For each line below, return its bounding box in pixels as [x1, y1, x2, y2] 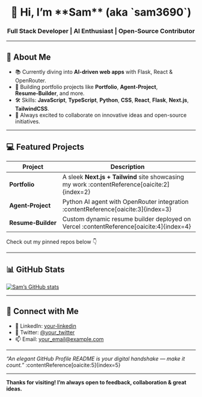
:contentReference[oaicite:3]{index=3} [62, 205, 172, 214]
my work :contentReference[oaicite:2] [62, 180, 170, 189]
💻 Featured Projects [6, 141, 85, 152]
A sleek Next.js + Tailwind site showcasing [62, 173, 185, 181]
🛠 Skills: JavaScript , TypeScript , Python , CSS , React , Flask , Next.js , [14, 96, 189, 104]
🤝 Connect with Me [6, 306, 79, 316]
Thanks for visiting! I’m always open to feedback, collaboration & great [6, 378, 186, 386]
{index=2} [62, 188, 91, 196]
